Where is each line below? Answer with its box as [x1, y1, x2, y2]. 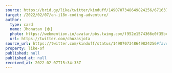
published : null [5, 50, 40, 56]
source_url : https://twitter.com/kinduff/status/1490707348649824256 [5, 41, 157, 46]
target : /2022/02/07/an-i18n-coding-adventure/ [5, 12, 109, 17]
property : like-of [5, 46, 45, 51]
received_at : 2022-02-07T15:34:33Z [5, 60, 81, 65]
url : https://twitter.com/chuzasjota [10, 36, 91, 42]
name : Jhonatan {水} [10, 27, 53, 32]
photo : [10, 31, 24, 36]
